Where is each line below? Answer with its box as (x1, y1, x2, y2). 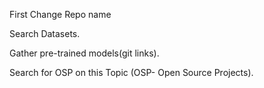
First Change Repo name (9, 9, 112, 20)
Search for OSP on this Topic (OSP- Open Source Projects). (9, 67, 254, 78)
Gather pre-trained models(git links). (9, 47, 160, 59)
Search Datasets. (9, 28, 81, 39)
